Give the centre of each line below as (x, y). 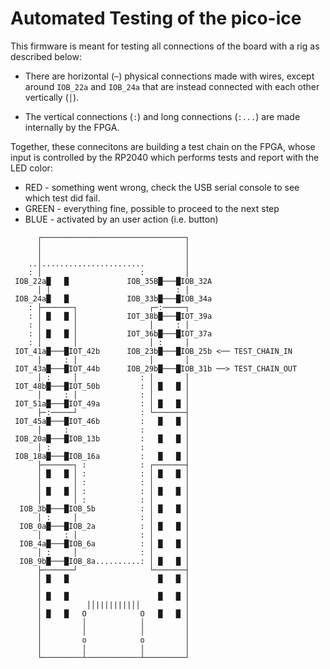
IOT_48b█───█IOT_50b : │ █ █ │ (102, 386)
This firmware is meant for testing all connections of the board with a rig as (165, 46)
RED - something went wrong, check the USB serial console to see (162, 187)
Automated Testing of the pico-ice (156, 18)
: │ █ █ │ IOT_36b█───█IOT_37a (120, 333)
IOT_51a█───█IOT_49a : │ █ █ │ (102, 403)
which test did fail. (62, 198)
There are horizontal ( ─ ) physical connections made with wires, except (169, 76)
